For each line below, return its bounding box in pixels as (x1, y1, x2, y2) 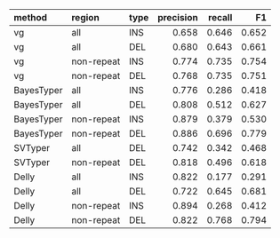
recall (208, 12, 233, 23)
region (70, 12, 100, 23)
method (13, 12, 47, 23)
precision (156, 12, 198, 23)
